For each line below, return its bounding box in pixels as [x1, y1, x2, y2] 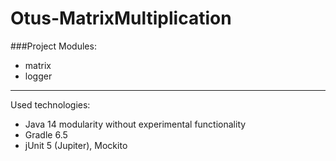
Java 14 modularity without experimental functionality [24, 118, 247, 130]
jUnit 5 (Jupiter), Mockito [24, 139, 128, 151]
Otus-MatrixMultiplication [10, 7, 232, 30]
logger [24, 70, 53, 82]
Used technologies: [10, 98, 91, 111]
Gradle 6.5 [24, 128, 68, 141]
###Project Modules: [10, 40, 97, 52]
